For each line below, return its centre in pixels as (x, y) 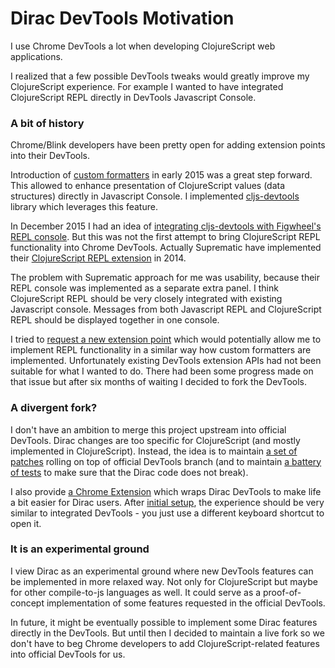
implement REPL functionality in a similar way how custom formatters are (161, 350)
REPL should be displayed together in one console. (115, 320)
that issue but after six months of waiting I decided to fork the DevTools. (159, 382)
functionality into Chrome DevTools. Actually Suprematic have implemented (166, 248)
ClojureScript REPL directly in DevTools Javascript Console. (133, 97)
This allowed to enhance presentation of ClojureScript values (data (148, 186)
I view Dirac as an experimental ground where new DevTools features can (162, 571)
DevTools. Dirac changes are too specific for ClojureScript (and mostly (155, 440)
